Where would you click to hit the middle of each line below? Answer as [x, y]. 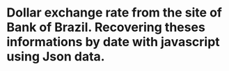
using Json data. [56, 57]
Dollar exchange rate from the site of [114, 13]
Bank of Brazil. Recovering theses [106, 27]
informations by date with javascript [113, 42]
